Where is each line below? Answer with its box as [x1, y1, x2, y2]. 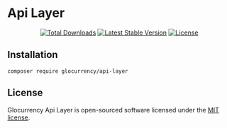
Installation [7, 49, 58, 61]
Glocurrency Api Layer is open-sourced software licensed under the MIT [7, 105, 220, 114]
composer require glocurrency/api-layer [7, 67, 129, 75]
